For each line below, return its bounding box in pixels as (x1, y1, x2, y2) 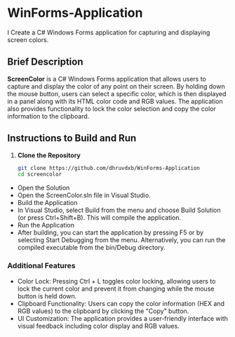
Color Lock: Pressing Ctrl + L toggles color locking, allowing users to (17, 277, 216, 285)
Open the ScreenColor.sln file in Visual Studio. (17, 191, 151, 199)
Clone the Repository (17, 151, 81, 159)
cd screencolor (17, 171, 62, 178)
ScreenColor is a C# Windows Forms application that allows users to (7, 74, 207, 83)
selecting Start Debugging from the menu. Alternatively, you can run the (17, 236, 226, 244)
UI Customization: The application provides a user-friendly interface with (17, 314, 228, 322)
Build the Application (17, 199, 78, 207)
